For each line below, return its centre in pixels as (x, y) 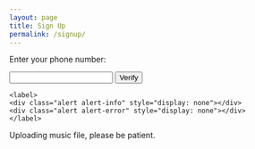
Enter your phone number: (58, 60)
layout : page (34, 17)
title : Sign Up (38, 26)
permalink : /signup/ (48, 34)
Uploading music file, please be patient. (82, 136)
